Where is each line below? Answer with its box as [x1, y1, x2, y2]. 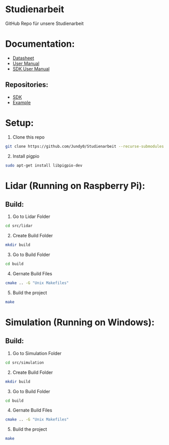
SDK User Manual [12, 66, 50, 72]
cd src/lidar [5, 224, 33, 229]
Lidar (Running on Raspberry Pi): [5, 180, 145, 192]
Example [12, 99, 31, 105]
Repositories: [5, 80, 49, 89]
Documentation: [5, 38, 75, 50]
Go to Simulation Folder [12, 350, 62, 356]
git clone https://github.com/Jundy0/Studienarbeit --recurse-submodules [5, 144, 164, 149]
